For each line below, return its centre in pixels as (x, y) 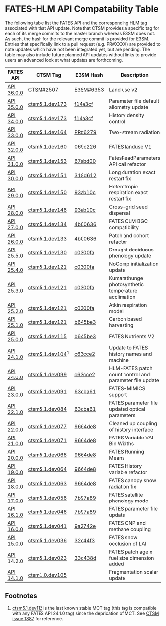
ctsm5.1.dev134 (47, 224)
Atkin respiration (128, 305)
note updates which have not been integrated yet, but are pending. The (78, 49)
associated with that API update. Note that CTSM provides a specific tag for (82, 28)
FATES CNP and (127, 523)
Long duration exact (132, 172)
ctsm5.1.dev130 (47, 252)
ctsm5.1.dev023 (47, 558)
